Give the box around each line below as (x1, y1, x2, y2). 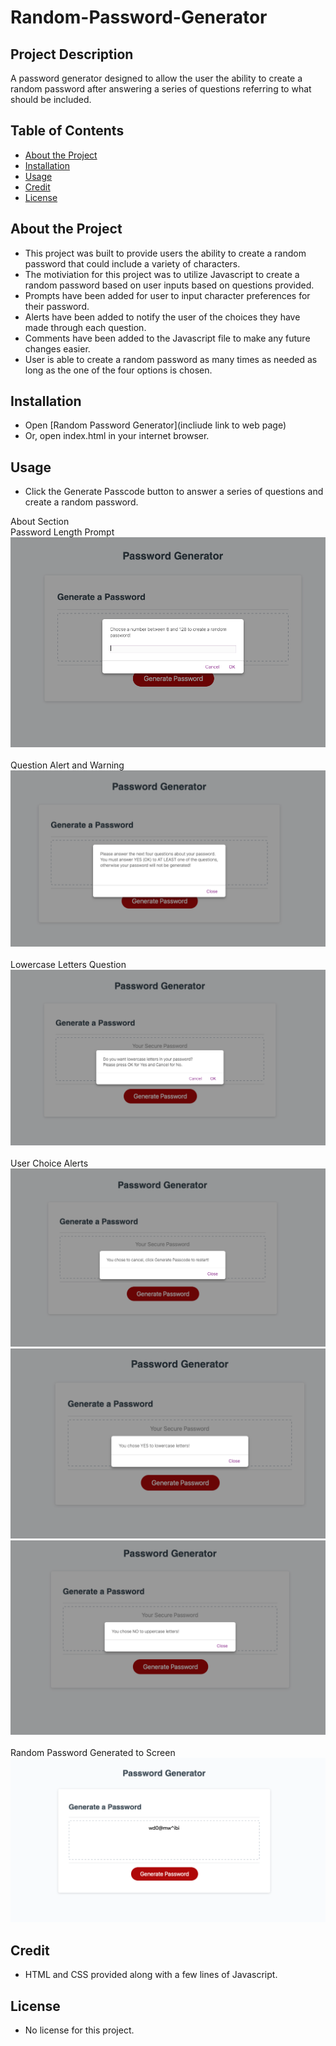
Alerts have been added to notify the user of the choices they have (24, 311, 301, 323)
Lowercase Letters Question (10, 959, 127, 971)
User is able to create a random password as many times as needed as (24, 353, 318, 365)
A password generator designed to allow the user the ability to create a (10, 72, 303, 84)
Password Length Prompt (10, 526, 115, 538)
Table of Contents (10, 122, 125, 140)
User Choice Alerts (10, 1157, 89, 1170)
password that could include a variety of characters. (24, 257, 241, 270)
